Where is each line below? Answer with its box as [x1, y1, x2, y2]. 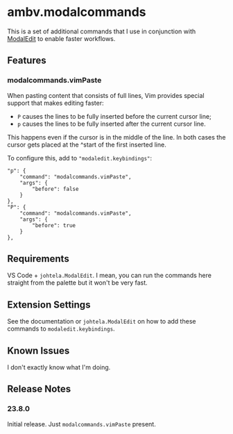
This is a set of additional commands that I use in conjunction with [7, 27, 196, 35]
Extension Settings [7, 299, 91, 310]
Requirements [7, 253, 69, 265]
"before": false [32, 185, 79, 192]
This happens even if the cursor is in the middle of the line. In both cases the [7, 133, 226, 141]
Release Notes [7, 383, 71, 395]
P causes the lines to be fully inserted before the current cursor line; [17, 112, 212, 120]
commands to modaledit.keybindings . [7, 324, 116, 333]
